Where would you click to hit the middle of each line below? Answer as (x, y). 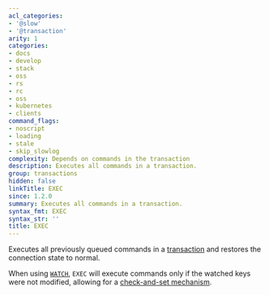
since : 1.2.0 (30, 196)
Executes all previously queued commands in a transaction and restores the (135, 249)
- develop (25, 61)
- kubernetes (30, 106)
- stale (21, 143)
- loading (25, 136)
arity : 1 (23, 38)
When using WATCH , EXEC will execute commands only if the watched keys (130, 274)
